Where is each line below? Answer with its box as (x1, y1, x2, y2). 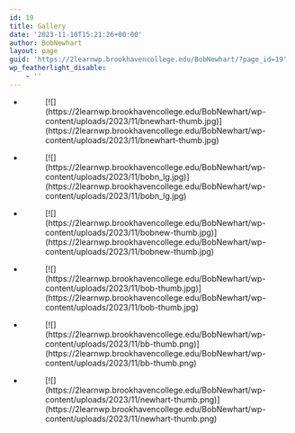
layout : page (9, 47, 58, 56)
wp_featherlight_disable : (9, 64, 106, 73)
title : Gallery (9, 22, 67, 31)
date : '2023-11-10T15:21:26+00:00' (9, 30, 143, 39)
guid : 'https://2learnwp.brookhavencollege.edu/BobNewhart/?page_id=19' (9, 55, 288, 64)
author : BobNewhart (9, 38, 83, 48)
